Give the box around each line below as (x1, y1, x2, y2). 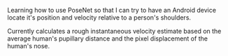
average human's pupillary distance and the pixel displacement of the (7, 34, 208, 43)
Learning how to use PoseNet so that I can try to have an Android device (7, 6, 217, 14)
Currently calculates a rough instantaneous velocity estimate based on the (7, 27, 222, 35)
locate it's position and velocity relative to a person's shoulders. (7, 13, 191, 22)
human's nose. (7, 42, 50, 50)
